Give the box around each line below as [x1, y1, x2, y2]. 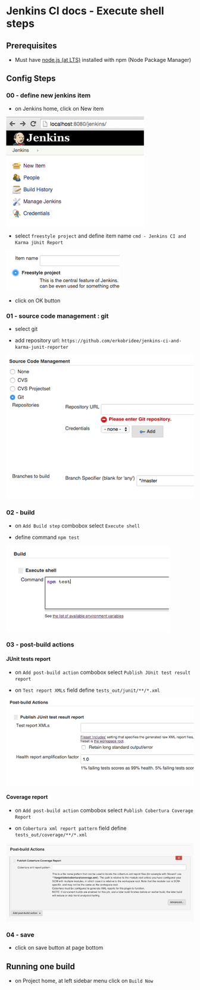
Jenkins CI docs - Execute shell [6, 4, 165, 18]
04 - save [6, 930, 35, 939]
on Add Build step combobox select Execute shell [14, 522, 140, 529]
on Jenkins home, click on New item [14, 105, 104, 112]
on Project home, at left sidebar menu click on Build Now [14, 977, 154, 984]
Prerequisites [6, 40, 57, 51]
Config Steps [6, 73, 56, 84]
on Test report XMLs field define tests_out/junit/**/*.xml [14, 686, 161, 694]
